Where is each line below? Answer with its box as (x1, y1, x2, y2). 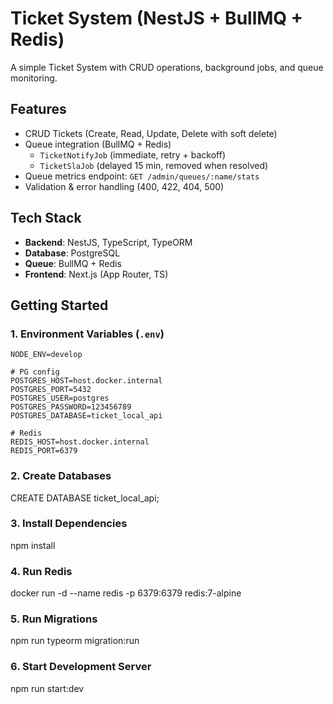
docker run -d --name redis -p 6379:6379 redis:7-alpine (10, 587, 242, 599)
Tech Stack (10, 210, 82, 227)
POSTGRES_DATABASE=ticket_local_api (10, 411, 163, 421)
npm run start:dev (10, 682, 85, 694)
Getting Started (10, 297, 109, 314)
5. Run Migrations (10, 612, 98, 626)
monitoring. (10, 72, 58, 84)
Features (10, 101, 67, 118)
